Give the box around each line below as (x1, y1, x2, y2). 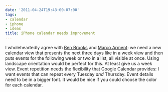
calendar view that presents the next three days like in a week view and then (5, 50, 163, 56)
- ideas (5, 26, 22, 31)
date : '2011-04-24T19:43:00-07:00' (5, 7, 80, 13)
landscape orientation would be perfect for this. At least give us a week (5, 61, 152, 66)
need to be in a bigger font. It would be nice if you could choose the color (5, 76, 157, 82)
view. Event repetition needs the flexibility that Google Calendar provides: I (5, 66, 159, 72)
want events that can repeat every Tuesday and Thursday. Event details (5, 71, 153, 77)
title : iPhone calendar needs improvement (5, 31, 95, 36)
